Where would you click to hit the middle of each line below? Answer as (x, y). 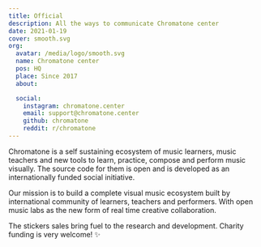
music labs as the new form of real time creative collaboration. (113, 210)
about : (27, 83)
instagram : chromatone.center (74, 106)
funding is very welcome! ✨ (55, 234)
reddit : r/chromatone (59, 129)
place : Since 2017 (47, 76)
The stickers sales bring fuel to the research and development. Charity (126, 226)
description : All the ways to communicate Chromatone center (114, 23)
